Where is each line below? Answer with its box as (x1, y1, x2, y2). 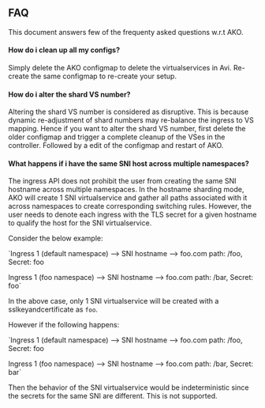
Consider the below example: (8, 233, 104, 244)
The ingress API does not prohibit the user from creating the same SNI (8, 176, 237, 186)
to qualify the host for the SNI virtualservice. (8, 218, 152, 228)
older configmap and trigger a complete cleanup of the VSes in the (8, 132, 226, 142)
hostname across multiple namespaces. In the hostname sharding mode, (8, 185, 244, 195)
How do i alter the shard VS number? (8, 89, 131, 99)
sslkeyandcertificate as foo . (8, 304, 99, 315)
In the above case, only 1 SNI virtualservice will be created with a (8, 297, 219, 306)
